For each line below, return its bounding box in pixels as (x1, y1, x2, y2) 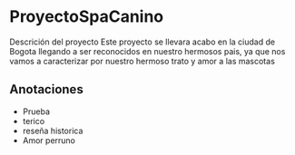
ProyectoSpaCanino (9, 6, 164, 27)
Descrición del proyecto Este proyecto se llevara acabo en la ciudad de (9, 36, 275, 47)
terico (22, 115, 45, 126)
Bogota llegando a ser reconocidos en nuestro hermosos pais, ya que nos (9, 45, 286, 56)
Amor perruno (22, 134, 75, 146)
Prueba (22, 106, 51, 117)
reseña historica (22, 125, 84, 136)
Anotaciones (9, 82, 84, 97)
